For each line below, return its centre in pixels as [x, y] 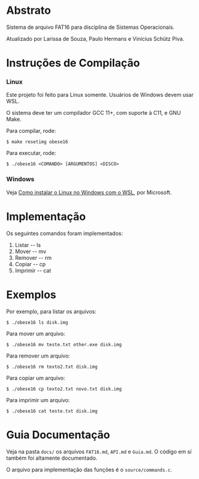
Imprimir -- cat [33, 270]
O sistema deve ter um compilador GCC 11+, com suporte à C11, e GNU [94, 113]
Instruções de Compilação [73, 63]
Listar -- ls [28, 245]
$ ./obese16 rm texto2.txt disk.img [52, 367]
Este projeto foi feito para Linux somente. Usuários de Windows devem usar [100, 95]
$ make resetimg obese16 [37, 142]
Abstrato [28, 11]
